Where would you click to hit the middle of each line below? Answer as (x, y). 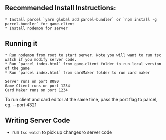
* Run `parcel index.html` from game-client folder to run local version (83, 64)
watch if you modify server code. (41, 59)
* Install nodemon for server (37, 28)
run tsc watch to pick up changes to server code (62, 132)
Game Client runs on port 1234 (38, 86)
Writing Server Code (38, 120)
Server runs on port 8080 (32, 81)
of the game (17, 68)
